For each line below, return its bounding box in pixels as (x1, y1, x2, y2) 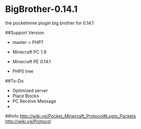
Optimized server (12, 87, 48, 93)
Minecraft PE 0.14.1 (12, 58, 51, 64)
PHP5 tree (12, 68, 34, 74)
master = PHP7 (12, 39, 44, 45)
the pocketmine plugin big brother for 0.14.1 (5, 20, 94, 26)
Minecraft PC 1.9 (12, 49, 47, 55)
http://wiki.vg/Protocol (5, 118, 51, 124)
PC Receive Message (12, 98, 56, 104)
